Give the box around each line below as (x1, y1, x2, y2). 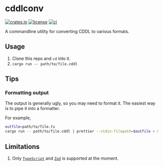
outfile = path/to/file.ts (5, 125, 55, 129)
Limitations (5, 142, 40, 151)
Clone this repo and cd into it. (12, 55, 71, 61)
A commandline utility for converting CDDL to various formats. (5, 28, 130, 34)
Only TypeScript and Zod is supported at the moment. (12, 155, 119, 161)
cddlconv (5, 3, 44, 14)
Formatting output (5, 90, 49, 96)
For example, (5, 115, 32, 121)
